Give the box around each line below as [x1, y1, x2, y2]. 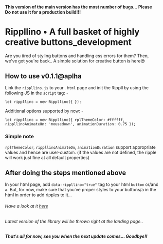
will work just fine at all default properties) [5, 154, 90, 161]
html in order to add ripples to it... [5, 192, 72, 198]
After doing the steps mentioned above [5, 169, 127, 177]
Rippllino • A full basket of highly [5, 26, 140, 37]
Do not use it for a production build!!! [5, 9, 81, 15]
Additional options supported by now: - [5, 108, 84, 114]
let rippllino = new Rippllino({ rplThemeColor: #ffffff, [5, 118, 125, 122]
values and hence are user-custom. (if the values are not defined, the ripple [5, 149, 157, 155]
